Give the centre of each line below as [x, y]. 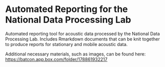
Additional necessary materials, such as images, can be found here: [75, 54]
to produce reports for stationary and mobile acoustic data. [66, 44]
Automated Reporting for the [67, 9]
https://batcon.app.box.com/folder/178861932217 [56, 59]
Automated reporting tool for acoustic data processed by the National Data [82, 33]
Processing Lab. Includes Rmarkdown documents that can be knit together [82, 39]
